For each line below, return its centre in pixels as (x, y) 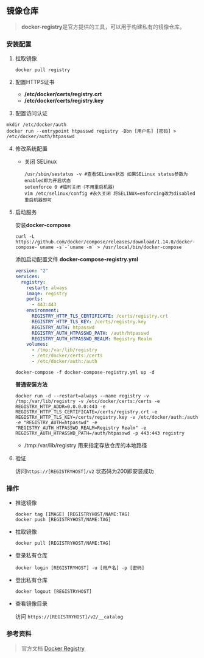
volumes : (37, 345)
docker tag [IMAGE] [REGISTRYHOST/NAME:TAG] (72, 514)
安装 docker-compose (43, 225)
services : (28, 276)
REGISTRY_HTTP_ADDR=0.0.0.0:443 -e (60, 407)
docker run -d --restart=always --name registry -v (82, 396)
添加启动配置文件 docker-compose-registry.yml (76, 259)
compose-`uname (34, 247)
